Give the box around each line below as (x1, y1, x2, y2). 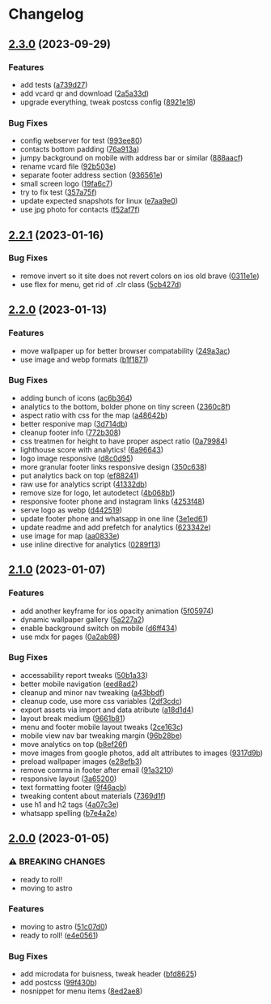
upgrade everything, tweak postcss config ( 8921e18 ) (19, 97, 197, 106)
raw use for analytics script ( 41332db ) (19, 479, 148, 489)
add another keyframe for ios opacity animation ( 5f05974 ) (19, 606, 214, 616)
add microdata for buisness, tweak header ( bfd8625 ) (19, 969, 197, 979)
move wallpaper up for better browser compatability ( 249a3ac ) (19, 345, 231, 355)
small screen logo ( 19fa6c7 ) (19, 179, 113, 189)
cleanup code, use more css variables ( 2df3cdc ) (19, 696, 183, 706)
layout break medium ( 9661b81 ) (19, 713, 125, 723)
